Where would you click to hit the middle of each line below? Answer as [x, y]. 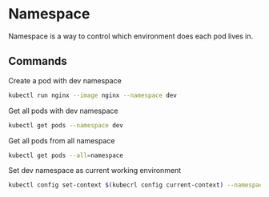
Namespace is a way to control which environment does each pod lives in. [131, 36]
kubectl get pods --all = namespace [66, 155]
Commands [38, 61]
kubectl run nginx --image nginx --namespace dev [93, 95]
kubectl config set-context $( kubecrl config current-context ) [116, 185]
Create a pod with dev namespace [65, 80]
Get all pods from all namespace [62, 140]
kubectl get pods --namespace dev [66, 125]
